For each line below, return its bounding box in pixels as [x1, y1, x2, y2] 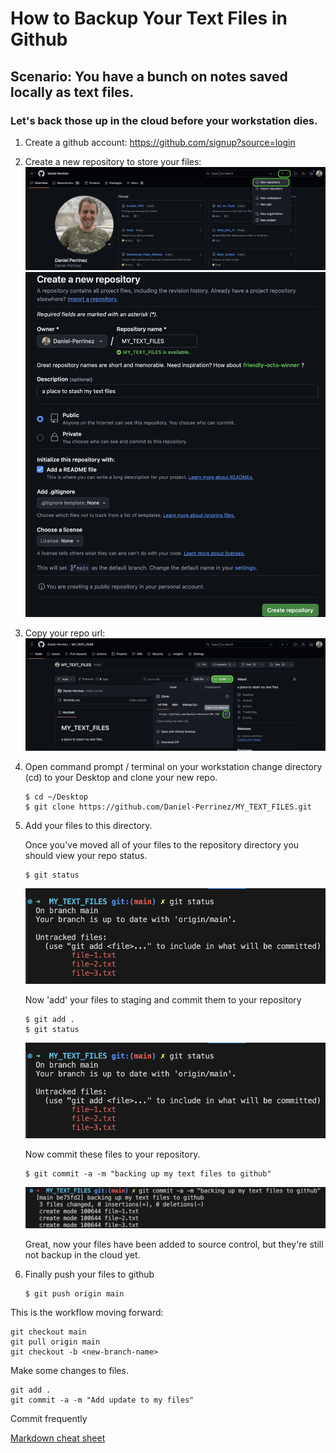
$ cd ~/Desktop [24, 792, 89, 802]
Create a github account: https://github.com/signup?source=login [24, 136, 296, 148]
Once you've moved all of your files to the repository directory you [24, 839, 300, 851]
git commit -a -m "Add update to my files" [10, 1395, 195, 1405]
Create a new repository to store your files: [24, 155, 202, 167]
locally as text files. [10, 83, 135, 101]
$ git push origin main [24, 1288, 125, 1299]
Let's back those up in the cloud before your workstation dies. [10, 113, 318, 127]
